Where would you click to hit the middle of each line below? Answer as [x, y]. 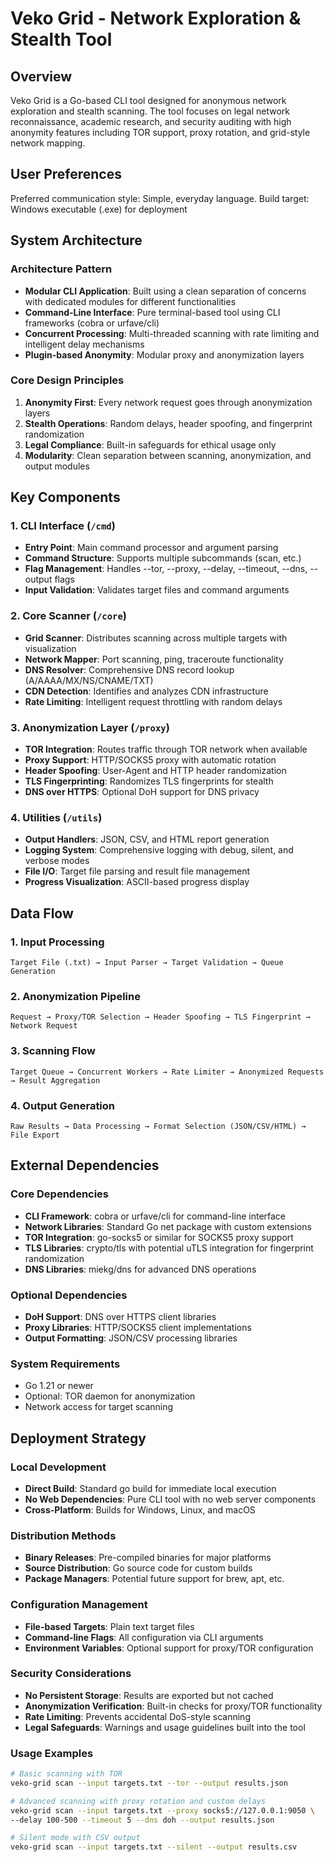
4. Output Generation [63, 1105]
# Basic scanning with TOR [66, 1774]
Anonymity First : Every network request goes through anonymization [168, 402]
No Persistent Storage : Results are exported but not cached [149, 1695]
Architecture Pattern [61, 269]
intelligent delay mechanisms [84, 344]
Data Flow [42, 913]
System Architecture [76, 240]
